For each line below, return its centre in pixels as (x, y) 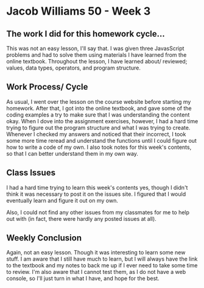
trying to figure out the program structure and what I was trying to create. (98, 128)
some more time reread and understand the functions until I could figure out (101, 140)
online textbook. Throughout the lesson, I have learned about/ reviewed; (97, 61)
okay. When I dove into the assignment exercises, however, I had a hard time (102, 121)
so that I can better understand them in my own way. (72, 153)
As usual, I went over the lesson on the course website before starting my (99, 101)
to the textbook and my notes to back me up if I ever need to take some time (102, 265)
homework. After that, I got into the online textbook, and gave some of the (99, 108)
